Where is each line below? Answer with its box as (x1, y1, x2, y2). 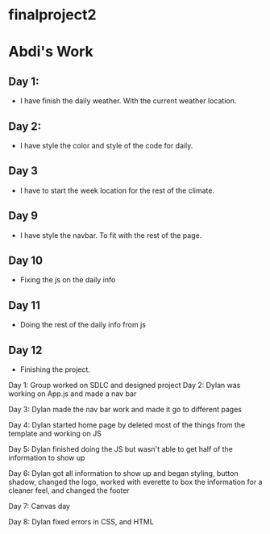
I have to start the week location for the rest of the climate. (19, 186, 215, 195)
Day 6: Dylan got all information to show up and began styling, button (8, 469, 239, 478)
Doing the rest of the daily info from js (19, 320, 147, 330)
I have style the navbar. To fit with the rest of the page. (19, 230, 202, 240)
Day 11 (8, 298, 40, 312)
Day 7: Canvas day (8, 502, 71, 511)
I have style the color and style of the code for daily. (19, 141, 193, 150)
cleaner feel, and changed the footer (8, 486, 131, 495)
